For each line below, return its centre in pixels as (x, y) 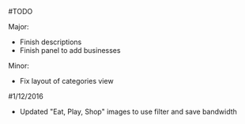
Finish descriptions (51, 42)
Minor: (19, 66)
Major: (19, 26)
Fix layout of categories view (66, 81)
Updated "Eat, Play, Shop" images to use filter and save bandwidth (128, 111)
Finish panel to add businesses (70, 50)
